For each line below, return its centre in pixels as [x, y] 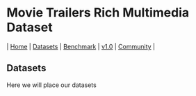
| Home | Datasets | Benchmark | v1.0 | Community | [81, 46]
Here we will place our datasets [51, 85]
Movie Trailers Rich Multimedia [98, 13]
